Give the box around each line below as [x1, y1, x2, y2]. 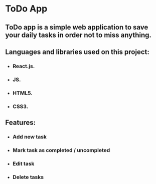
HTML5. [12, 89, 33, 96]
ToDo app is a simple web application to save [5, 23, 148, 31]
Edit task [12, 160, 35, 167]
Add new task [12, 133, 47, 140]
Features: [5, 118, 36, 127]
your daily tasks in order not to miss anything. [5, 30, 152, 39]
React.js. [12, 62, 35, 69]
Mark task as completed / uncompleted [12, 146, 110, 153]
